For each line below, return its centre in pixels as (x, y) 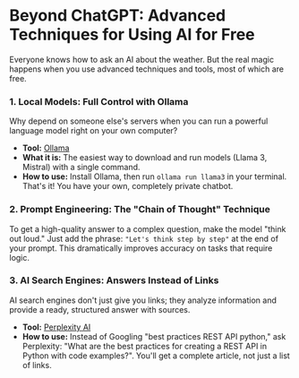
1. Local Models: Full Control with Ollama (99, 101)
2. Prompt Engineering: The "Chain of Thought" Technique (140, 210)
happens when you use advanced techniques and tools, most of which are (147, 69)
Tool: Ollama (46, 148)
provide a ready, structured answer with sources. (100, 309)
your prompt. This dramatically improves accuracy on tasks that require (141, 248)
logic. (19, 257)
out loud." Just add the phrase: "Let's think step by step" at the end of (144, 238)
